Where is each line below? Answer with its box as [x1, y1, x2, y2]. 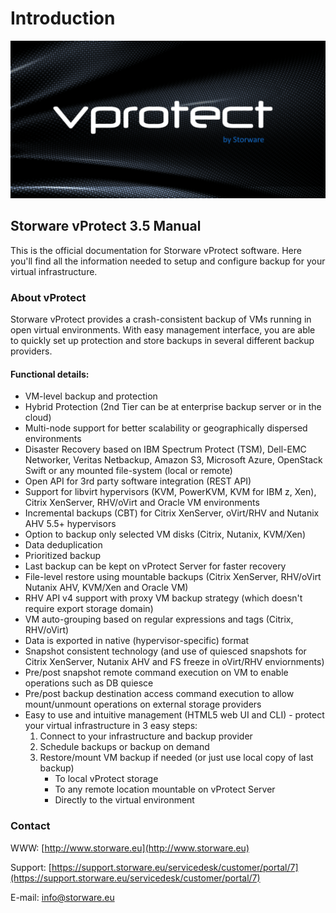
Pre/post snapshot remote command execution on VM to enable [24, 667, 289, 679]
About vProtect [10, 290, 87, 304]
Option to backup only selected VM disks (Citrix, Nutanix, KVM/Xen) [24, 528, 306, 541]
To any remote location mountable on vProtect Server [54, 783, 276, 796]
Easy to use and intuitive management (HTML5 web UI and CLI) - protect [24, 709, 325, 721]
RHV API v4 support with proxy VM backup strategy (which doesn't [24, 592, 303, 604]
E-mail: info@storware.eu [10, 891, 115, 903]
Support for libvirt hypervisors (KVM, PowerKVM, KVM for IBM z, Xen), [24, 486, 317, 498]
